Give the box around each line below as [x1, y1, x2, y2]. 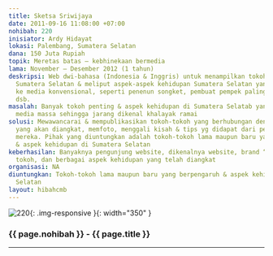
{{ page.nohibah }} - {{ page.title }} [8, 228, 150, 240]
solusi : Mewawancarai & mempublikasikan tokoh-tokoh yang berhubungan [8, 118, 253, 126]
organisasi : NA [8, 163, 60, 171]
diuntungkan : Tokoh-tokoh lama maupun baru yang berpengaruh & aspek [8, 171, 249, 179]
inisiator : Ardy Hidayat [8, 34, 93, 43]
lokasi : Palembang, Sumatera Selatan [8, 42, 136, 50]
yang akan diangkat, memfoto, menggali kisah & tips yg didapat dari [15, 125, 256, 133]
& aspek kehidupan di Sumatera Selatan [15, 140, 151, 149]
